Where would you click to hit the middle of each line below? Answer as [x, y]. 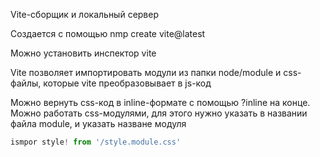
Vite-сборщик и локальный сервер [85, 14]
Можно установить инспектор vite [83, 53]
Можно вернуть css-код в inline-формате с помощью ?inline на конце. [160, 102]
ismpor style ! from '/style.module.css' [96, 142]
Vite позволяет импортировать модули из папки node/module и [146, 72]
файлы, [26, 83]
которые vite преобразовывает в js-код [127, 83]
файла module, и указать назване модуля [98, 123]
